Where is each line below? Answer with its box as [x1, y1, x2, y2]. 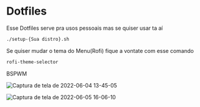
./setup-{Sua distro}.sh [6, 36, 70, 42]
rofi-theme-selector [6, 59, 59, 65]
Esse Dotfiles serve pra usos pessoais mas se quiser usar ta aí [6, 24, 163, 32]
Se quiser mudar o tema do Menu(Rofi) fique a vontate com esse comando [6, 47, 194, 54]
